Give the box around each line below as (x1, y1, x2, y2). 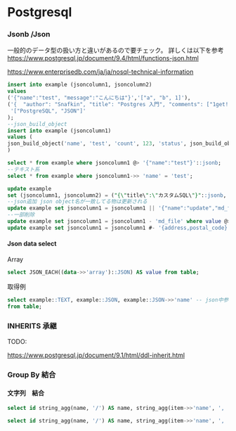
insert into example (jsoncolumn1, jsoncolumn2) (7, 82, 152, 89)
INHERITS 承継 (7, 321, 58, 330)
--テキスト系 (7, 166, 40, 173)
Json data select (7, 240, 57, 248)
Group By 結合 (7, 370, 56, 380)
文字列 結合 (7, 388, 44, 397)
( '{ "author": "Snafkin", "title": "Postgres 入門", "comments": (7, 101, 204, 108)
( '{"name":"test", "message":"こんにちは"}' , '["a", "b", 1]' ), (7, 94, 191, 102)
